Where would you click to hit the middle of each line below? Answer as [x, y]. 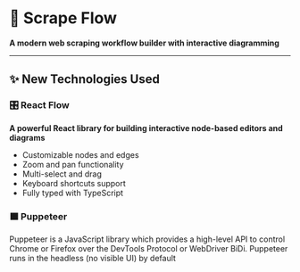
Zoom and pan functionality [73, 164]
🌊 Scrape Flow [63, 18]
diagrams [27, 137]
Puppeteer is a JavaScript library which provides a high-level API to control [147, 239]
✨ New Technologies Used [85, 79]
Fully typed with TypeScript [72, 193]
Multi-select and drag [62, 174]
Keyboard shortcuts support [74, 183]
